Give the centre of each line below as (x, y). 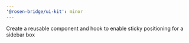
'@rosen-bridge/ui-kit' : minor (45, 11)
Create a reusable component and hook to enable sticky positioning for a (95, 28)
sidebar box (21, 34)
